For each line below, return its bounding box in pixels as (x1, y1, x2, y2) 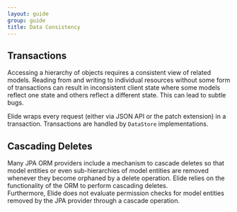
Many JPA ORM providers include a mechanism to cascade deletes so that (7, 159, 225, 167)
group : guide (7, 17, 46, 24)
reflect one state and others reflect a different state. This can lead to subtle (7, 91, 226, 100)
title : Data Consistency (7, 23, 81, 30)
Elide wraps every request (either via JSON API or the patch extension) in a (7, 112, 226, 121)
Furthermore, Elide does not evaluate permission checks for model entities (7, 189, 225, 197)
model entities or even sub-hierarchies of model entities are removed (7, 167, 209, 175)
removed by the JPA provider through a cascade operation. (7, 196, 180, 205)
